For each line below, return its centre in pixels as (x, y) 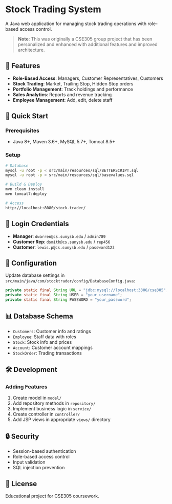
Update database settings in (35, 275)
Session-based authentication (44, 451)
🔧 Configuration (31, 263)
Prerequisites (22, 130)
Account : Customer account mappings (53, 347)
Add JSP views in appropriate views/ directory (62, 420)
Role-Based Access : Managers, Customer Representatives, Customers (88, 78)
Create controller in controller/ (46, 414)
